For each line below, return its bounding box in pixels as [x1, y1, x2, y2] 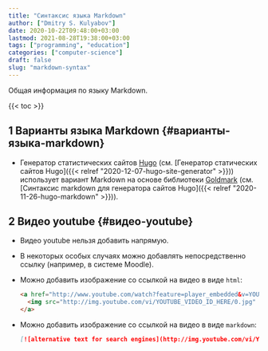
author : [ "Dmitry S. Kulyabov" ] [8, 19, 116, 27]
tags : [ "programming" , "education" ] [8, 41, 130, 49]
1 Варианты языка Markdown [8, 124, 160, 138]
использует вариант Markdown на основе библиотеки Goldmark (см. [19, 175, 254, 184]
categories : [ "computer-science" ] [8, 49, 124, 57]
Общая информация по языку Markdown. [8, 85, 148, 95]
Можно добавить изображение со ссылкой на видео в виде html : [19, 275, 243, 285]
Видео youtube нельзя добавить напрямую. [19, 236, 169, 246]
